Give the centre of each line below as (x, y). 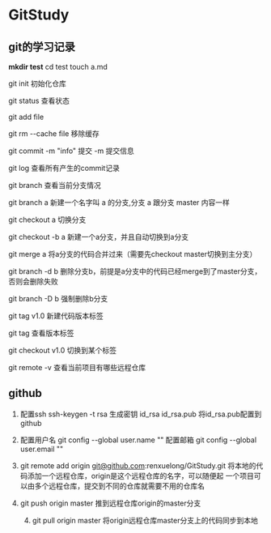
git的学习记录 (42, 47)
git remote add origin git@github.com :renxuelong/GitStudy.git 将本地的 (138, 465)
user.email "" (42, 449)
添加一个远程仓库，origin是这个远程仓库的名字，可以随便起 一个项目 (141, 475)
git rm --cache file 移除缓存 (54, 134)
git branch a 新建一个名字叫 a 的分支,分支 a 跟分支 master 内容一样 (119, 203)
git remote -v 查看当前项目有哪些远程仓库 (77, 367)
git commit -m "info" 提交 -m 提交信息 (72, 151)
